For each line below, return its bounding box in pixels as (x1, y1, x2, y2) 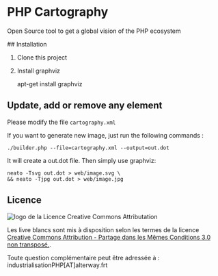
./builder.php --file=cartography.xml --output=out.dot (7, 145, 169, 151)
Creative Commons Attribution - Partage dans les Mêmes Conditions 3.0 (7, 233, 210, 241)
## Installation (7, 40, 47, 48)
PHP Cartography (7, 4, 109, 20)
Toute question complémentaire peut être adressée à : (7, 253, 160, 262)
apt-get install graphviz (16, 79, 83, 88)
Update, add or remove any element (7, 100, 163, 112)
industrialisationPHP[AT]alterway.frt (7, 261, 108, 269)
